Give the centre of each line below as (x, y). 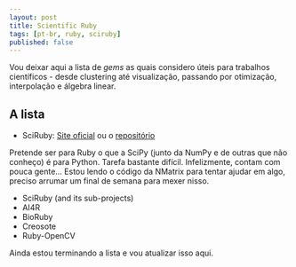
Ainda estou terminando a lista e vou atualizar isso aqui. (111, 253)
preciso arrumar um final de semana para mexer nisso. (109, 181)
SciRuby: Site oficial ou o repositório (88, 136)
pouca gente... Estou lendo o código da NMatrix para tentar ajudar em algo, (148, 172)
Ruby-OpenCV (48, 236)
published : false (41, 42)
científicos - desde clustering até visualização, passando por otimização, (143, 77)
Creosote (39, 226)
